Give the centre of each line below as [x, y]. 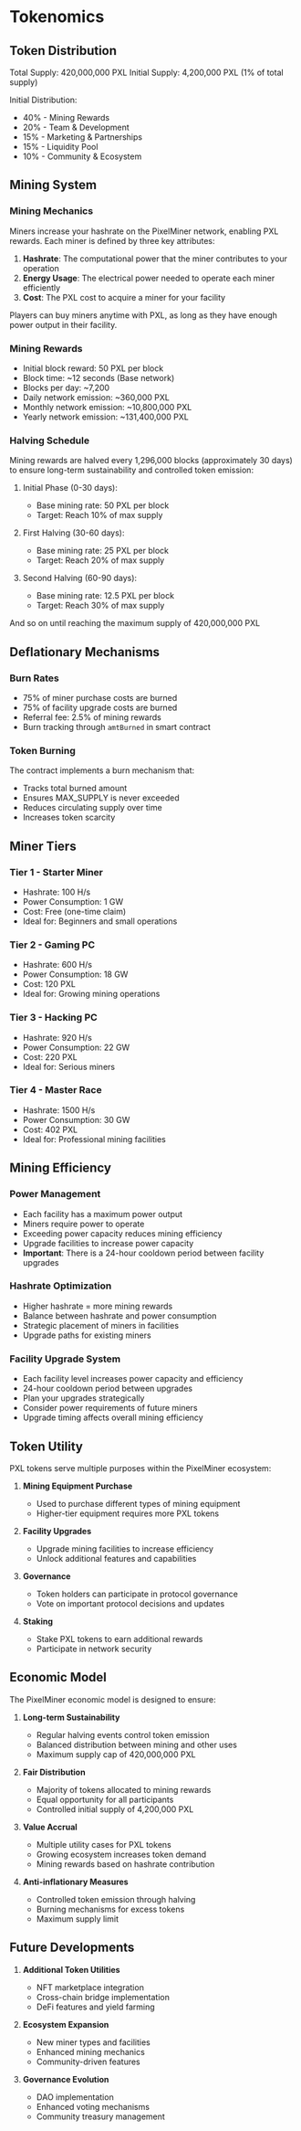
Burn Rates [34, 678]
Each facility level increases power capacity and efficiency [133, 1379]
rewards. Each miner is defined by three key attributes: [113, 240]
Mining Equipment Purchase [78, 1486]
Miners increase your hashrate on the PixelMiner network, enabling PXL [144, 231]
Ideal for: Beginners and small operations [100, 921]
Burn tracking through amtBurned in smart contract [117, 726]
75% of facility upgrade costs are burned [100, 707]
